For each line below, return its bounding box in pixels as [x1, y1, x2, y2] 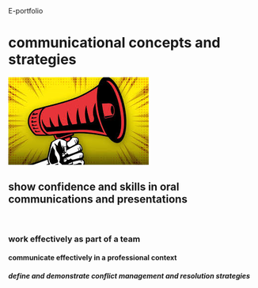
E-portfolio [8, 6, 44, 15]
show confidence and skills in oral [8, 180, 180, 194]
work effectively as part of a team [8, 233, 141, 244]
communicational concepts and [8, 34, 221, 52]
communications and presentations [8, 192, 188, 207]
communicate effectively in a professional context [8, 253, 177, 263]
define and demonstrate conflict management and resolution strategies [8, 271, 251, 280]
